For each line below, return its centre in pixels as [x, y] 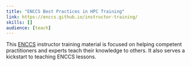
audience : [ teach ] [29, 28]
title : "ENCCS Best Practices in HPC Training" [66, 11]
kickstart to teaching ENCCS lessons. [51, 57]
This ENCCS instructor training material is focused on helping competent [94, 44]
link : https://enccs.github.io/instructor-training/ [72, 17]
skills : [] [19, 22]
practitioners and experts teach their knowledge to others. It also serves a [95, 51]
